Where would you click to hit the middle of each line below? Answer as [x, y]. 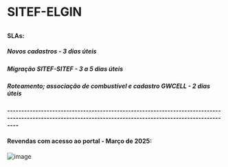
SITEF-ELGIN [45, 12]
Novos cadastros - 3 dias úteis [52, 52]
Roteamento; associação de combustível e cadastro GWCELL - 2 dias [109, 86]
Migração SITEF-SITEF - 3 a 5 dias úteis [65, 69]
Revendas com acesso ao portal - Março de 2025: [80, 141]
